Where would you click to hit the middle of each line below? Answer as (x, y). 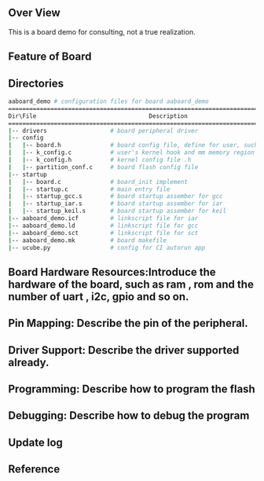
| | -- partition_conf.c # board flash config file (103, 167)
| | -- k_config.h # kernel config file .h (100, 160)
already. (29, 362)
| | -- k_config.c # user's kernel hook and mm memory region (132, 152)
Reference (34, 470)
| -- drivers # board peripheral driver (103, 130)
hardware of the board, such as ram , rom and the (131, 284)
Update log (35, 442)
